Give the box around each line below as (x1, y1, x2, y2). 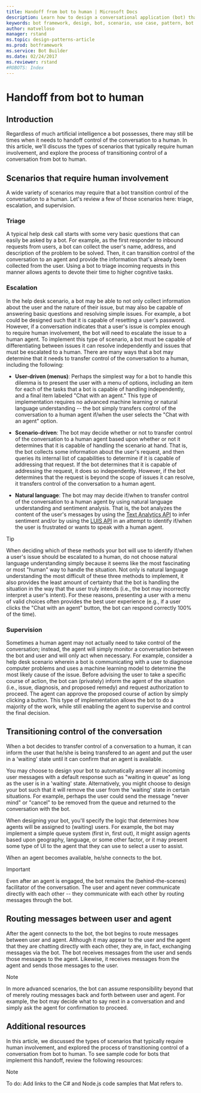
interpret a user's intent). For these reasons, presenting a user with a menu (6, 591, 191, 598)
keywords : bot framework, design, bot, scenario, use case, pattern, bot (6, 20, 194, 26)
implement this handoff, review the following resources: (6, 1056, 144, 1064)
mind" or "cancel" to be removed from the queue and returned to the (6, 799, 176, 806)
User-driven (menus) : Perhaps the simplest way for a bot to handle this (14, 373, 193, 380)
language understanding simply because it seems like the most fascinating (6, 559, 190, 567)
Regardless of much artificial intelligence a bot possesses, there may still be (6, 130, 193, 137)
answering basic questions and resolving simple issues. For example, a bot (6, 310, 191, 317)
